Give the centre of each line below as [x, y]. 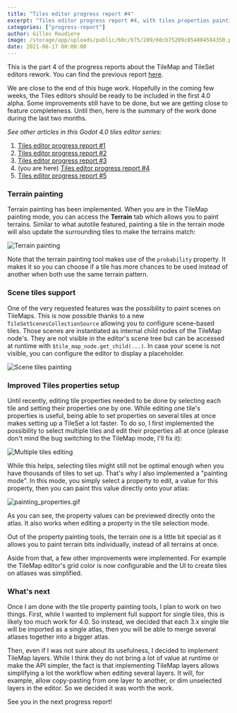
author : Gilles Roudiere [44, 34]
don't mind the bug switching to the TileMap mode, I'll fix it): [95, 438]
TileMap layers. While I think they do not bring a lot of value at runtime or [113, 658]
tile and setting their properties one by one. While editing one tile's [104, 408]
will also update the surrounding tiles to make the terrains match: [102, 232]
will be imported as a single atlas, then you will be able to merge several [112, 630]
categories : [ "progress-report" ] [56, 27]
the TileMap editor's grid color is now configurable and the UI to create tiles [117, 565]
